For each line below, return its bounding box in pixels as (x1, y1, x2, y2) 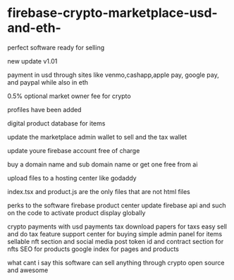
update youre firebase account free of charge (7, 146, 140, 154)
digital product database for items (7, 118, 106, 128)
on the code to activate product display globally (7, 208, 146, 217)
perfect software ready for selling (7, 43, 105, 51)
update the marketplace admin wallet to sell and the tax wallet (7, 133, 187, 141)
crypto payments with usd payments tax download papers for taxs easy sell (7, 222, 228, 231)
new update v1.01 (7, 56, 58, 65)
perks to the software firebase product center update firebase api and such (7, 201, 227, 209)
